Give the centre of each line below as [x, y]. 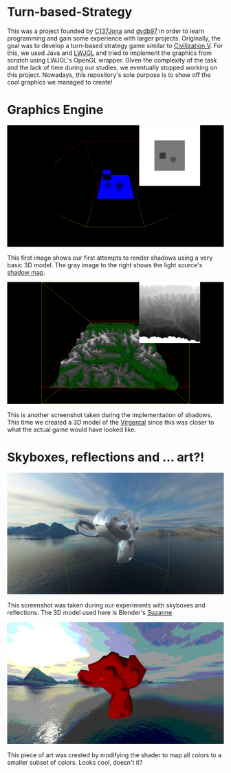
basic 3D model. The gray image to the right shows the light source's [105, 265]
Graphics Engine [55, 110]
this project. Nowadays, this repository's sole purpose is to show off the [109, 75]
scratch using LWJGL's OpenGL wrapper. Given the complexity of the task [112, 60]
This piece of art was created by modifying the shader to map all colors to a [114, 755]
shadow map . [26, 273]
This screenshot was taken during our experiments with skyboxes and [107, 605]
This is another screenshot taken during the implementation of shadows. [110, 415]
